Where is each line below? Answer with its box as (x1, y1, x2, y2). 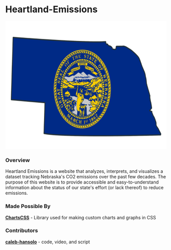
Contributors (5, 227, 38, 234)
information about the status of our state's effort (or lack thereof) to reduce (5, 185, 164, 191)
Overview (5, 156, 30, 164)
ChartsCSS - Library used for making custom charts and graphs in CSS (5, 214, 156, 220)
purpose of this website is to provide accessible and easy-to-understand (5, 179, 159, 185)
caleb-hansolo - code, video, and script (5, 239, 91, 245)
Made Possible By (5, 203, 51, 210)
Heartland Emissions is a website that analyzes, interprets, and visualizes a (5, 168, 163, 174)
